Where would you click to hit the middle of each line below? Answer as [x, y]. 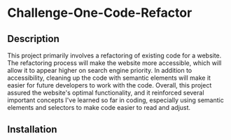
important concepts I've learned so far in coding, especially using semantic [115, 100]
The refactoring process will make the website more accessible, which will [114, 63]
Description [33, 39]
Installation [32, 130]
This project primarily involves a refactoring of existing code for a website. [114, 55]
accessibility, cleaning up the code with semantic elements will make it [109, 78]
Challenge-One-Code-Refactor [100, 13]
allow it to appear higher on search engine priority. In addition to [100, 70]
